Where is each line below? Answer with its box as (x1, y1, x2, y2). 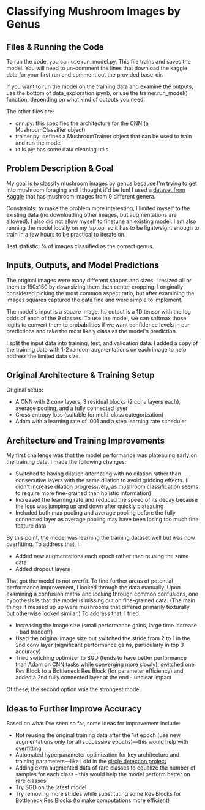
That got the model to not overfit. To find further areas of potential (6, 577, 173, 585)
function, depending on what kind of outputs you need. (6, 96, 146, 103)
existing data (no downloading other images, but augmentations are (6, 211, 177, 218)
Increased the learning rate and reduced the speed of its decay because (15, 496, 198, 504)
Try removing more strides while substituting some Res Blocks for (15, 790, 182, 798)
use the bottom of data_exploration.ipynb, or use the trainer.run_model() (6, 89, 188, 96)
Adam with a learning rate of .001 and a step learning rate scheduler (15, 418, 187, 425)
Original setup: (6, 386, 43, 393)
